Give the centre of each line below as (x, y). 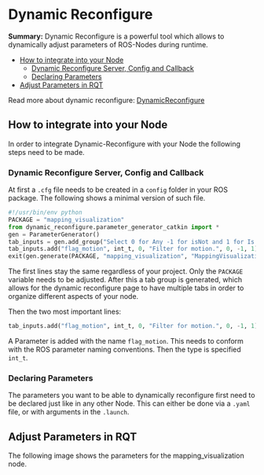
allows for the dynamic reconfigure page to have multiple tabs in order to (126, 288)
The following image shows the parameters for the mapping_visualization (126, 456)
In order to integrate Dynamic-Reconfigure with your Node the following (125, 144)
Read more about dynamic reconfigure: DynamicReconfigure (106, 100)
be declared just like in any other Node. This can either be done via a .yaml (129, 403)
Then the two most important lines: (65, 311)
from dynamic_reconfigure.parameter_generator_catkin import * (114, 227)
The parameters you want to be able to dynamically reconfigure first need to (132, 396)
